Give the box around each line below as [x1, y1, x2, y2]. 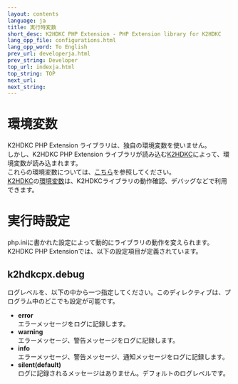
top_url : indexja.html [7, 63, 75, 71]
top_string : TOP [7, 70, 56, 77]
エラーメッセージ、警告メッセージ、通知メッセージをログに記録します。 [17, 352, 229, 360]
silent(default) [17, 360, 62, 369]
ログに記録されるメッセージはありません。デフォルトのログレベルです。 [17, 368, 229, 378]
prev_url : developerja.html [7, 51, 91, 58]
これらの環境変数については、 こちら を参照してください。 [7, 168, 176, 177]
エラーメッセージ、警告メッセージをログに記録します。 [17, 336, 180, 344]
